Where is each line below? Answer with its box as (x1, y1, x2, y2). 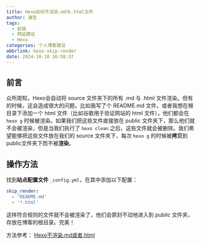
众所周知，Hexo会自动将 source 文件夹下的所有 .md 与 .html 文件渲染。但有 (6, 95, 194, 102)
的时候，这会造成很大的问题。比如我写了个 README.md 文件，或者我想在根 (6, 102, 194, 109)
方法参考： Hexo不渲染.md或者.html (6, 231, 95, 239)
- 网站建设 (11, 31, 36, 37)
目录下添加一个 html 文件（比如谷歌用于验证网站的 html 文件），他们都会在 (6, 110, 190, 117)
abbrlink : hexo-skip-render (6, 48, 77, 54)
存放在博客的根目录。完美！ (6, 218, 75, 226)
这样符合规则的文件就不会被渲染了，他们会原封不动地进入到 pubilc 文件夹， (6, 211, 194, 218)
